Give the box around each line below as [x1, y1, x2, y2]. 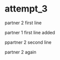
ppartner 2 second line [4, 39, 52, 45]
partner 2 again [4, 49, 36, 55]
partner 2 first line [4, 20, 42, 26]
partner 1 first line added [4, 29, 55, 35]
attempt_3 [4, 3, 48, 15]
